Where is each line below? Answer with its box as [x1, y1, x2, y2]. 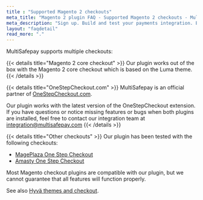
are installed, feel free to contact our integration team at [6, 115, 146, 122]
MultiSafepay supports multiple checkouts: [6, 48, 113, 55]
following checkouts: [6, 139, 59, 146]
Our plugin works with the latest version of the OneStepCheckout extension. [6, 102, 196, 109]
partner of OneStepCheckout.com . [6, 90, 92, 98]
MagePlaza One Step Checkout [14, 151, 94, 158]
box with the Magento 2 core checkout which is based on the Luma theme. [6, 66, 193, 73]
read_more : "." [6, 31, 45, 37]
